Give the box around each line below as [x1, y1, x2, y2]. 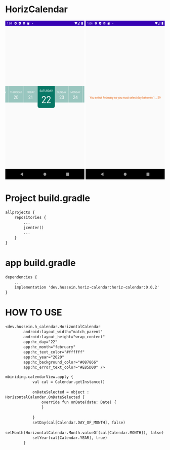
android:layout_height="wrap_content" [23, 334, 105, 339]
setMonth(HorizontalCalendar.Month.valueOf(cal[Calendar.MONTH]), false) [5, 430, 164, 435]
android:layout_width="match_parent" [23, 329, 103, 334]
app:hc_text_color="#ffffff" [23, 349, 85, 355]
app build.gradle [5, 258, 76, 269]
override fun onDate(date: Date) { [41, 400, 116, 405]
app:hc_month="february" [23, 344, 76, 349]
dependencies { [5, 274, 37, 280]
